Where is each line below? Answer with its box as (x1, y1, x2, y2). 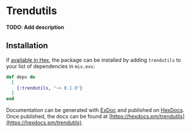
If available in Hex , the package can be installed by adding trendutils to (6, 56, 181, 63)
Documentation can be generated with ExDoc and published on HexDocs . (6, 107, 185, 114)
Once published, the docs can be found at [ (6, 113, 112, 120)
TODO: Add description (6, 24, 65, 31)
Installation (6, 41, 48, 51)
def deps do (6, 74, 35, 80)
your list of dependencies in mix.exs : (6, 62, 95, 70)
